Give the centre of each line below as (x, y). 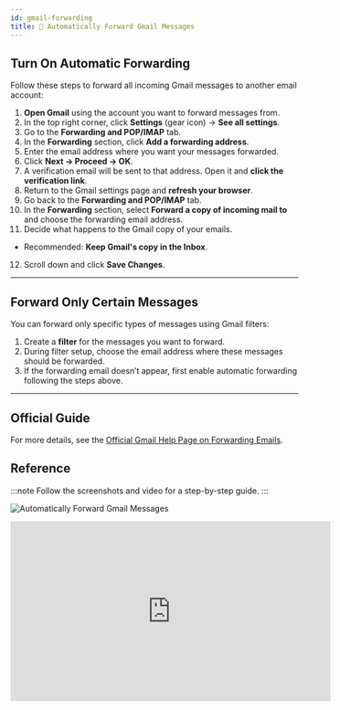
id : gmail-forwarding (52, 18)
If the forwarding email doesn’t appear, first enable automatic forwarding (160, 371)
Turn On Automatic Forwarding (101, 64)
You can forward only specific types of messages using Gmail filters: (140, 324)
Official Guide (50, 418)
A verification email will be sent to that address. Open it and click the (154, 171)
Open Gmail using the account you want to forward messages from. (152, 113)
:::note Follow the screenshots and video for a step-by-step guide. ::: (139, 491)
